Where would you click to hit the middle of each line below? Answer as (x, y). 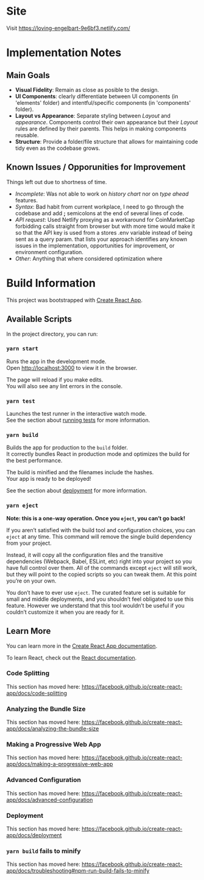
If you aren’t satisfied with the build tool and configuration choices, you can (101, 530)
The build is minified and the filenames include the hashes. (80, 472)
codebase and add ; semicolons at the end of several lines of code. (100, 213)
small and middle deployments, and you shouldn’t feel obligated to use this (100, 599)
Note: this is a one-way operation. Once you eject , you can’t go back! (96, 518)
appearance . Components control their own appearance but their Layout (106, 122)
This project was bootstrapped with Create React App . (75, 300)
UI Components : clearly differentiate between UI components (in (97, 96)
